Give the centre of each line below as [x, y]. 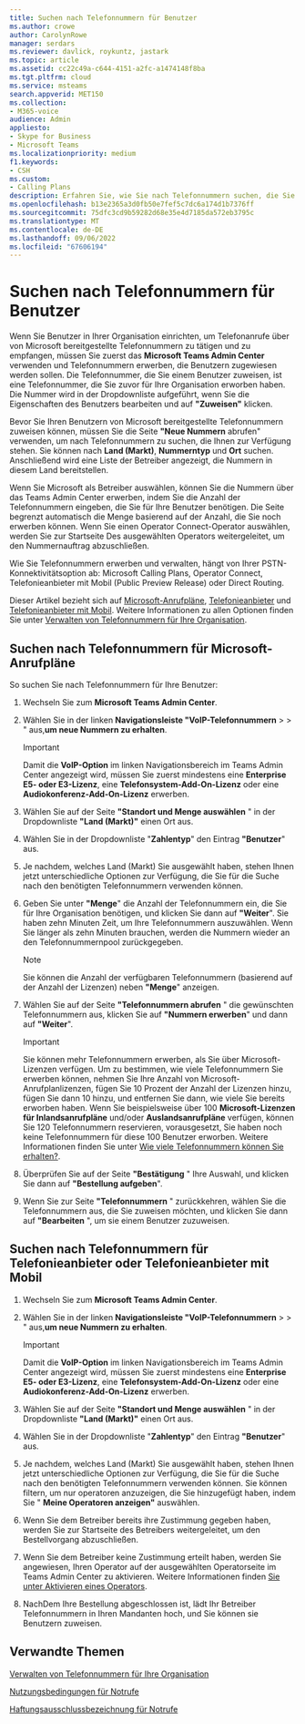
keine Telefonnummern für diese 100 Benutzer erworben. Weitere [145, 1137]
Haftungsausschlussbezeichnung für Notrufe [94, 1709]
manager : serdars [42, 43]
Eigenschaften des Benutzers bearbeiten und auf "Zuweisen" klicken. [141, 404]
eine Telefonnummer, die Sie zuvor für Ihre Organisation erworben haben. [147, 385]
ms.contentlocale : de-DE [56, 230]
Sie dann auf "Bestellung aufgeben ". [92, 1184]
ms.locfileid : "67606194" [58, 247]
